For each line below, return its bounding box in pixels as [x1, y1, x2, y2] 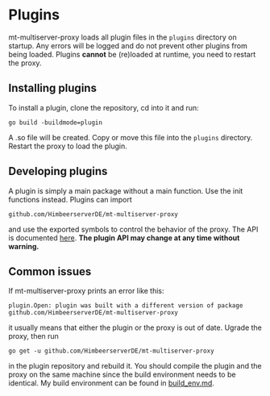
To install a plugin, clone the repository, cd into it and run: [8, 102, 199, 112]
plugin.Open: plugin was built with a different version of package [8, 302, 243, 310]
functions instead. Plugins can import [8, 194, 132, 204]
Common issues [8, 265, 92, 278]
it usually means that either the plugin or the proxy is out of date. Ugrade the [8, 323, 262, 332]
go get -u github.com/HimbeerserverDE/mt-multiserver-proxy [8, 347, 215, 356]
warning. [8, 241, 39, 251]
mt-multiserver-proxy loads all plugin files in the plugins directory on [8, 32, 237, 42]
